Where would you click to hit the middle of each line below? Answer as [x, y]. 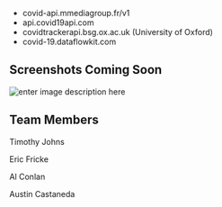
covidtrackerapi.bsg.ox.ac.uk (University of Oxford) [118, 32]
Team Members [54, 120]
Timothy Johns [37, 141]
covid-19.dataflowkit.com [69, 41]
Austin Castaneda [42, 193]
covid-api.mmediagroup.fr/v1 [76, 13]
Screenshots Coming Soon [86, 70]
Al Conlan [27, 176]
